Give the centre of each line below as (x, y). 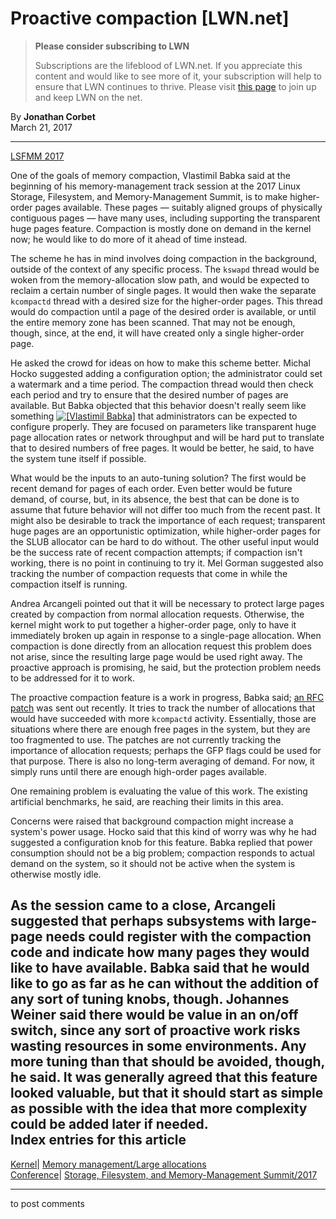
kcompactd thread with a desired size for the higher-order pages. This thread (166, 301)
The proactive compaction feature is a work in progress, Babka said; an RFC (167, 697)
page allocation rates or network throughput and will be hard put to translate (167, 437)
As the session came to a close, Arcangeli (143, 905)
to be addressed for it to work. (72, 678)
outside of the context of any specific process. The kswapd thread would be (165, 269)
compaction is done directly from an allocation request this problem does (161, 646)
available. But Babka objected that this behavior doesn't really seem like (158, 405)
